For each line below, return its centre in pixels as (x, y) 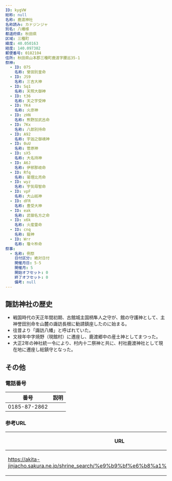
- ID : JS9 (20, 77)
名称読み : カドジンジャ (27, 24)
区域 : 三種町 (17, 39)
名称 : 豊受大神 (28, 206)
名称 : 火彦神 (26, 110)
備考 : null (25, 282)
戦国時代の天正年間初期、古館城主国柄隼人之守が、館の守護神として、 (87, 318)
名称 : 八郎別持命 (30, 129)
